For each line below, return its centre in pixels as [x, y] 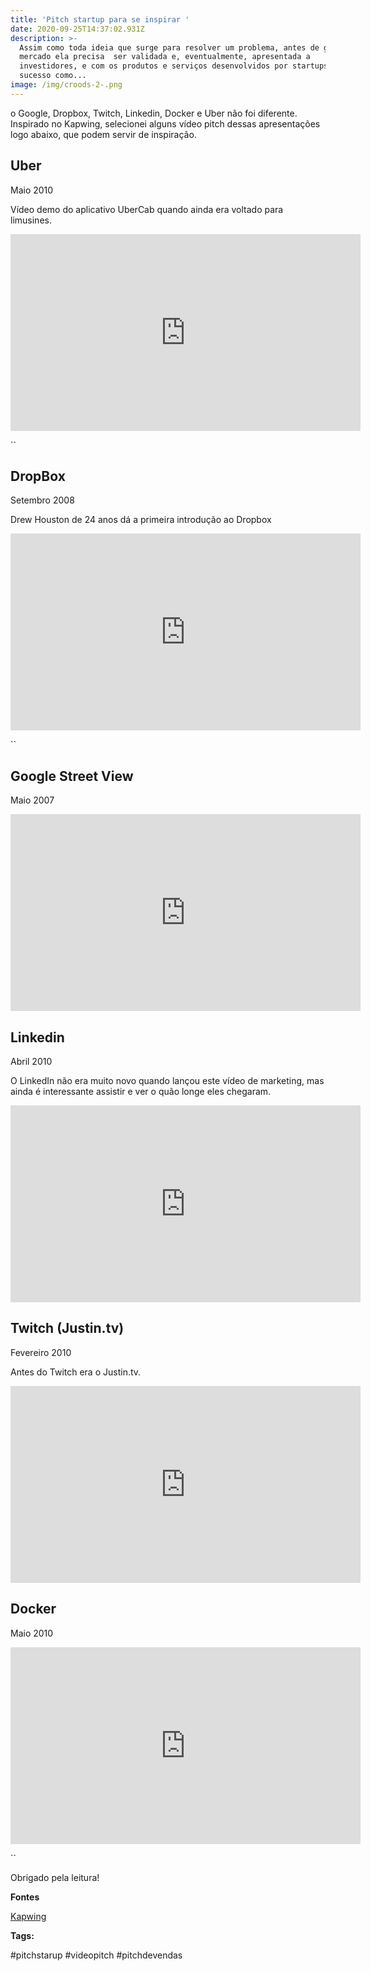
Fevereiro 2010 [41, 1352]
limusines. [31, 220]
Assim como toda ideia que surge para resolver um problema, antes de [169, 47]
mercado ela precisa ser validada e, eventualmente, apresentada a [165, 57]
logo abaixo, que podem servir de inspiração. [103, 134]
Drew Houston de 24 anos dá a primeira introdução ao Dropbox [141, 520]
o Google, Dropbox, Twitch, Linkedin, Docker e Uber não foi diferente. [154, 113]
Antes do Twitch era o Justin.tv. [76, 1372]
